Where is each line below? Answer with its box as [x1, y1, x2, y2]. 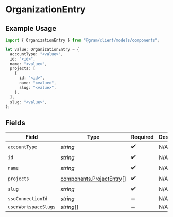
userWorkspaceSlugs [8, 204, 56, 210]
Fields [5, 118, 26, 127]
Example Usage [5, 24, 57, 33]
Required [131, 133, 154, 141]
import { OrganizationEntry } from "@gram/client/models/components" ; [5, 37, 160, 43]
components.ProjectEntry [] [60, 175, 126, 182]
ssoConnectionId [8, 196, 48, 202]
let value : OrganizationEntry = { [5, 47, 80, 52]
